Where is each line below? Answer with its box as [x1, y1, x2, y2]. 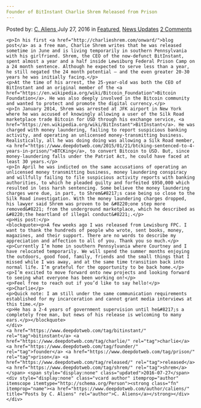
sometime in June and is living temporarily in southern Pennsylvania [6, 48, 187, 54]
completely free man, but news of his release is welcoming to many [6, 311, 182, 317]
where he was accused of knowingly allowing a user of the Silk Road [6, 111, 185, 117]
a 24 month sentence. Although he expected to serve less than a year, [6, 63, 190, 69]
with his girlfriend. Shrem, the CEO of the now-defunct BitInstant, [6, 53, 185, 59]
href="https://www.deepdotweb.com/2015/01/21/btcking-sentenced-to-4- [14, 142, 196, 148]
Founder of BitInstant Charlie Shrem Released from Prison [6, 8, 158, 15]
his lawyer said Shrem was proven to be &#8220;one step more [6, 200, 165, 207]
